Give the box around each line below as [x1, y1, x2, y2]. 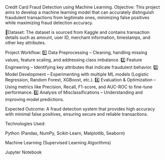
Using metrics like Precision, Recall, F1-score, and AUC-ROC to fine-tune [5, 84, 153, 90]
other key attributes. [5, 40, 46, 46]
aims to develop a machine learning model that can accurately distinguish [5, 9, 154, 15]
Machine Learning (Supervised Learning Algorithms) [5, 140, 111, 145]
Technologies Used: [5, 121, 46, 127]
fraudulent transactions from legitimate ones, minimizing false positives [5, 15, 150, 20]
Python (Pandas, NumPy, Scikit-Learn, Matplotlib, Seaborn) [5, 130, 125, 136]
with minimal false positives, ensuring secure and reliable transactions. [5, 111, 148, 117]
